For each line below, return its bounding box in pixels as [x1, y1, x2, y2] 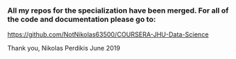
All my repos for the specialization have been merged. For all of [7, 6, 229, 15]
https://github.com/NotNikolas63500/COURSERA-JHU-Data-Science [7, 30, 209, 39]
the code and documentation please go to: [7, 14, 156, 24]
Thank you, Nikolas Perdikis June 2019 [7, 44, 120, 53]
